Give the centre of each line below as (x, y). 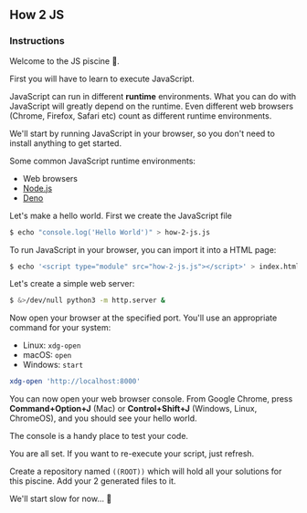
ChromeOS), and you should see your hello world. (103, 418)
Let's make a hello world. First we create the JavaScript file (121, 215)
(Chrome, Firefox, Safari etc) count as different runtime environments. (141, 115)
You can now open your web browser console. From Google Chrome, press (151, 399)
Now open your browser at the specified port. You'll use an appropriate (143, 318)
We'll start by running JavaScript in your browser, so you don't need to (143, 133)
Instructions (37, 41)
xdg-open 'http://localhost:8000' (75, 382)
